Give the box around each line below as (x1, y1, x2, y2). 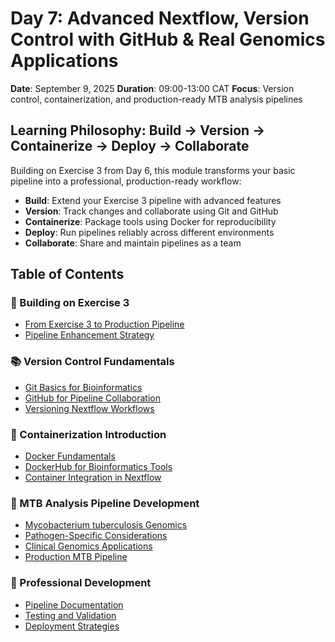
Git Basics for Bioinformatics (24, 381, 143, 393)
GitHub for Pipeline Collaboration (24, 392, 161, 404)
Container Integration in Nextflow (24, 472, 162, 484)
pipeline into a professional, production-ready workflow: (10, 175, 242, 187)
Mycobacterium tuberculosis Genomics (24, 519, 188, 531)
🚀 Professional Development (10, 576, 152, 590)
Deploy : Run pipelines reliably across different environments (24, 226, 275, 238)
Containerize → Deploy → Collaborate (10, 138, 250, 155)
